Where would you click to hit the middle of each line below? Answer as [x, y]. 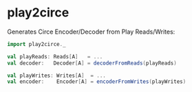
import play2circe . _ [37, 44]
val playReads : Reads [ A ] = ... [55, 56]
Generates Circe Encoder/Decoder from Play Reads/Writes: [91, 32]
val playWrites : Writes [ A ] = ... [57, 76]
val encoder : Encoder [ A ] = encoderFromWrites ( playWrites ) [97, 82]
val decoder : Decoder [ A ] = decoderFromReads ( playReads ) [92, 63]
